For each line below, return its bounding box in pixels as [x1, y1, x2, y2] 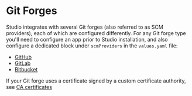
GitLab [14, 60, 31, 67]
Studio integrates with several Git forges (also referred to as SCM [6, 23, 164, 30]
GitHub [14, 53, 32, 60]
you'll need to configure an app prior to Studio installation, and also [6, 36, 168, 43]
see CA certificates [6, 83, 53, 90]
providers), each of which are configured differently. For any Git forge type [6, 29, 186, 36]
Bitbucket [14, 66, 38, 73]
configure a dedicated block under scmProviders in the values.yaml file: [6, 42, 178, 49]
